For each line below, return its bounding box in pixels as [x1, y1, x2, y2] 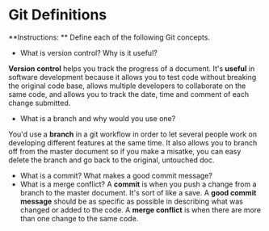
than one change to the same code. [19, 213, 139, 223]
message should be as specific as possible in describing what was [19, 196, 244, 206]
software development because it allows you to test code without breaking [8, 72, 257, 82]
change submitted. [8, 98, 71, 107]
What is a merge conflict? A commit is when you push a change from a [19, 179, 257, 189]
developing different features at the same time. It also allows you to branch [8, 137, 258, 147]
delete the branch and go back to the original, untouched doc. [8, 155, 215, 165]
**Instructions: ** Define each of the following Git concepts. [8, 32, 210, 42]
